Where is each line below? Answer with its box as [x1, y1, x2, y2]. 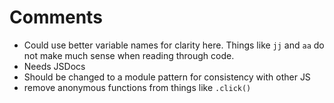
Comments [9, 6, 103, 29]
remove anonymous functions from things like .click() [23, 81, 252, 93]
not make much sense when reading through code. [23, 49, 235, 61]
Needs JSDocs [23, 60, 86, 72]
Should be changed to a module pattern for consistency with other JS [23, 71, 311, 83]
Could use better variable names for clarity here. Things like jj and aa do [23, 39, 325, 51]
